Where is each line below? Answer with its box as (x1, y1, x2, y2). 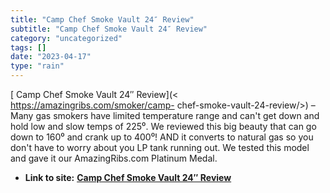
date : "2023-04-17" (10, 52, 92, 62)
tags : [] (10, 42, 47, 53)
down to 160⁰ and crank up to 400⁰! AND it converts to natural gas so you (10, 131, 314, 143)
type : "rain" (10, 61, 65, 71)
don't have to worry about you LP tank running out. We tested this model (10, 142, 310, 153)
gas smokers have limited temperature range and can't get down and (35, 110, 320, 121)
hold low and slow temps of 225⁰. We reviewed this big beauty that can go (10, 121, 317, 132)
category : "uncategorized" (10, 33, 123, 43)
